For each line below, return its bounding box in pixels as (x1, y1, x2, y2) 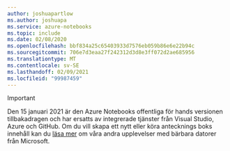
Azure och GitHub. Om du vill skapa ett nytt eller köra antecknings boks (7, 122, 213, 131)
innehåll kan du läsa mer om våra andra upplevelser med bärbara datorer (7, 129, 217, 138)
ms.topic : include (7, 29, 61, 37)
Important (7, 94, 36, 102)
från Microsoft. (7, 137, 50, 145)
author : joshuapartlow (7, 10, 73, 17)
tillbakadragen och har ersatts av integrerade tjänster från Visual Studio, (7, 115, 214, 123)
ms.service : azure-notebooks (7, 23, 92, 30)
